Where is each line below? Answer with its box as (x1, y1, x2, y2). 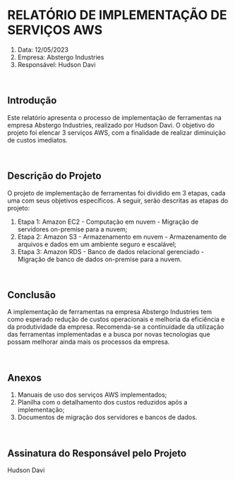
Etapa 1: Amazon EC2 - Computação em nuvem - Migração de (17, 217, 199, 226)
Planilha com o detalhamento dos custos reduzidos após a (17, 398, 188, 407)
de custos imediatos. (7, 136, 68, 144)
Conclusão (7, 289, 56, 301)
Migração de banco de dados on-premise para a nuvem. (17, 255, 182, 263)
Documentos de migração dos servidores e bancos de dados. (17, 413, 198, 421)
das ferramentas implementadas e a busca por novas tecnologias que (7, 330, 210, 339)
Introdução (7, 95, 57, 107)
